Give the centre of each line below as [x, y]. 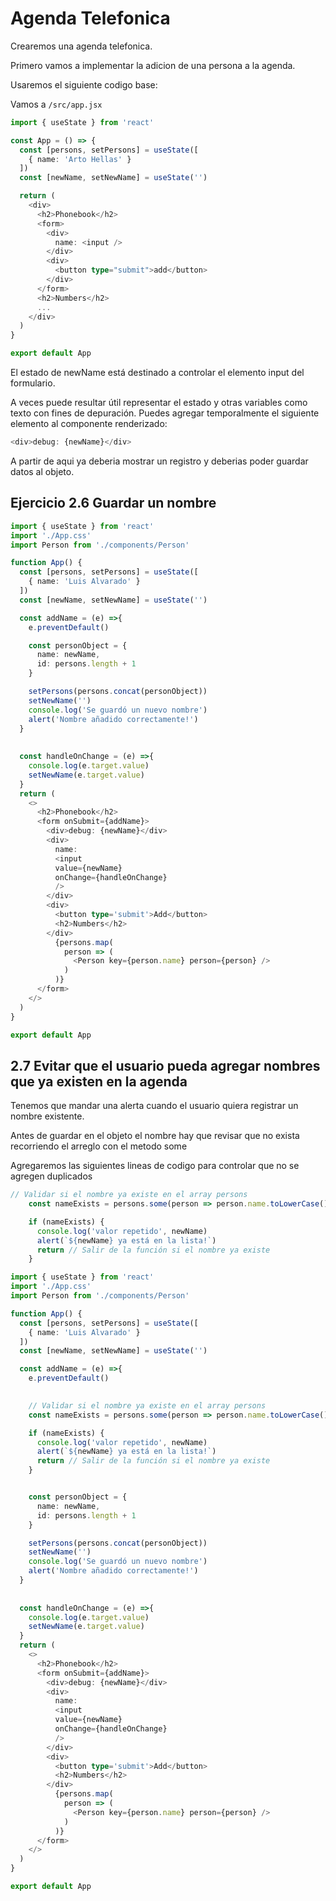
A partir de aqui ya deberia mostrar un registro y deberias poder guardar [159, 461]
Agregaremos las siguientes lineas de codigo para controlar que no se [155, 1166]
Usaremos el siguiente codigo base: [84, 84]
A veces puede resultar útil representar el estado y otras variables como [159, 403]
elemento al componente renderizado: [89, 424]
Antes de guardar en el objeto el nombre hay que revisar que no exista [155, 1136]
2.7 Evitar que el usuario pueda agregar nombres [165, 1065]
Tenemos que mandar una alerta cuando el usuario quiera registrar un [154, 1106]
